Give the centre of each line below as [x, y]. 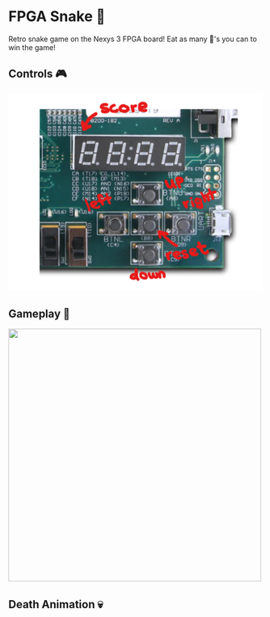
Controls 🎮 [38, 74]
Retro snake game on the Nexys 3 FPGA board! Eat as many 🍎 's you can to [133, 39]
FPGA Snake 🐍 [57, 17]
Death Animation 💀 [56, 604]
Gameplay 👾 [39, 313]
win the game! [32, 47]
